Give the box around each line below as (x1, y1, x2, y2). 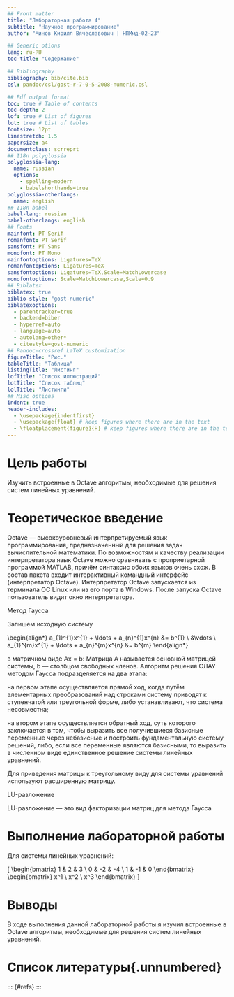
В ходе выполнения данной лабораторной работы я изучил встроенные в (7, 920, 227, 928)
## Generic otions (7, 43, 61, 50)
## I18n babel (7, 204, 49, 211)
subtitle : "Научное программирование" (7, 23, 120, 30)
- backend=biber (13, 315, 61, 322)
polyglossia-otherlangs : (7, 191, 79, 198)
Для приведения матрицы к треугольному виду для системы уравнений (7, 769, 224, 777)
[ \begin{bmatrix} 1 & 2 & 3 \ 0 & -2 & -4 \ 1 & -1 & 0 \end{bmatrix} (7, 865, 194, 873)
